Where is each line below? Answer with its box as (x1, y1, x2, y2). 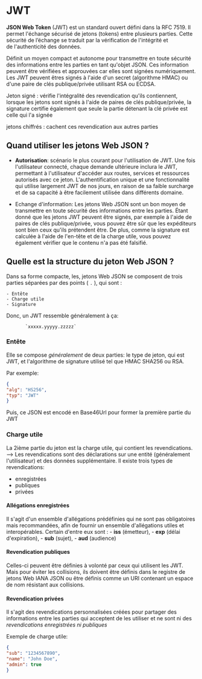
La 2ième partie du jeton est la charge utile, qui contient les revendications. (6, 444, 193, 451)
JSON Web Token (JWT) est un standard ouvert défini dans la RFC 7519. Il (6, 24, 191, 31)
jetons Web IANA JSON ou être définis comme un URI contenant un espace (6, 575, 194, 582)
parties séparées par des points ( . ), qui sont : (6, 279, 122, 286)
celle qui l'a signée (6, 111, 53, 119)
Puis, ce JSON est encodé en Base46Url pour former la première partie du (6, 409, 191, 416)
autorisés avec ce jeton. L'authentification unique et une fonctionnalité (14, 176, 190, 183)
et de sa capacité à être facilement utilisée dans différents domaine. (14, 189, 184, 196)
